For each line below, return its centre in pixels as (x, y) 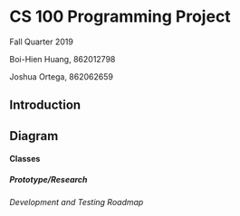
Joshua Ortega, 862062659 (61, 76)
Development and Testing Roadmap (77, 202)
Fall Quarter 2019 (42, 42)
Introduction (45, 105)
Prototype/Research (48, 179)
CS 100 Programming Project (120, 17)
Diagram (34, 136)
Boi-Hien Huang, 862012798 (62, 59)
